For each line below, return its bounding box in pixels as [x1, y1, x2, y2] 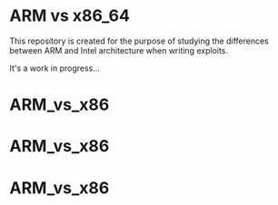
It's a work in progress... [9, 63, 100, 73]
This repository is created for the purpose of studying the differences [9, 35, 270, 46]
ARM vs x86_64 [9, 5, 130, 26]
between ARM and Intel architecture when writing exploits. [9, 44, 229, 55]
